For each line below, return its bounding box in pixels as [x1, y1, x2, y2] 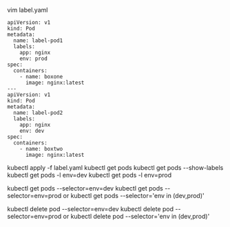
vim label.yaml [7, 6, 48, 14]
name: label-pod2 [13, 109, 63, 116]
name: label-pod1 [13, 37, 63, 44]
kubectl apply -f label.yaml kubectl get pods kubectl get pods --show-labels [7, 164, 224, 171]
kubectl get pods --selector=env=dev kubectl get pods [7, 184, 163, 192]
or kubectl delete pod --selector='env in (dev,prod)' [63, 213, 210, 220]
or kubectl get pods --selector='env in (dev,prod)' [63, 192, 205, 199]
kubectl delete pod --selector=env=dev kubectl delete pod [7, 205, 174, 213]
